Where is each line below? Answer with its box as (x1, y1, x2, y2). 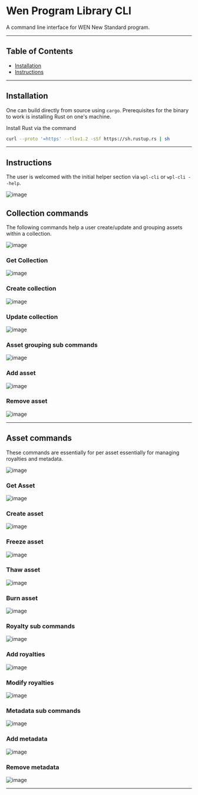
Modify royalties (6, 678, 54, 686)
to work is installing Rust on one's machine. (6, 113, 111, 120)
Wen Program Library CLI (6, 4, 131, 18)
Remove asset (6, 397, 48, 405)
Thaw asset (6, 566, 40, 574)
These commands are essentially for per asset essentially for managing (6, 449, 180, 456)
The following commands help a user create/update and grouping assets (6, 224, 183, 231)
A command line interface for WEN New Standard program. (6, 24, 150, 31)
